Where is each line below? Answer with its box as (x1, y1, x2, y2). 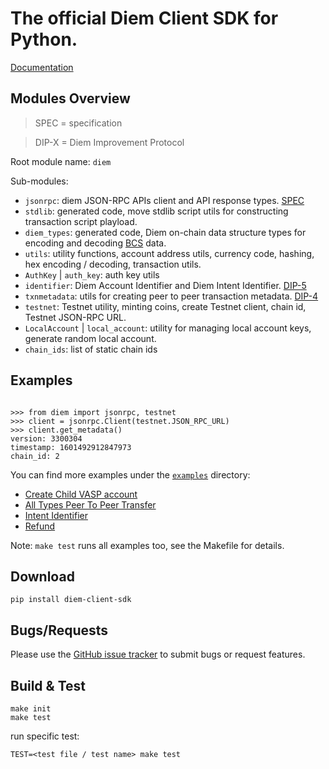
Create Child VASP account (24, 488, 138, 500)
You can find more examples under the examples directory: (10, 468, 251, 481)
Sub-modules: (10, 175, 69, 187)
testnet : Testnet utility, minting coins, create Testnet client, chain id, (24, 300, 307, 312)
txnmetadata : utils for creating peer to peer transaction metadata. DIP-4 (24, 290, 319, 302)
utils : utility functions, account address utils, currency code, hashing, (24, 247, 315, 259)
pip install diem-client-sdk (10, 595, 132, 605)
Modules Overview (10, 90, 131, 107)
